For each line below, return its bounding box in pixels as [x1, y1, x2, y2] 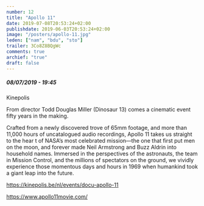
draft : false [6, 60, 40, 66]
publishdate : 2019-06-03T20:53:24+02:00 [6, 26, 111, 32]
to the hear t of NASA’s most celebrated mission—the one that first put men [6, 137, 195, 144]
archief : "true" [6, 54, 47, 60]
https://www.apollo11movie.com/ [6, 193, 88, 201]
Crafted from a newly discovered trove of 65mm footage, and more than [6, 124, 188, 132]
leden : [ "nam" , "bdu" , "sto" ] [6, 37, 83, 43]
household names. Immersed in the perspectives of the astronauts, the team [6, 150, 198, 157]
